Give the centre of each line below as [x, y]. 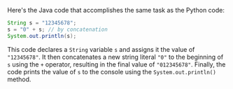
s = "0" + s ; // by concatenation [58, 29]
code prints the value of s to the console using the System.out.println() [112, 71]
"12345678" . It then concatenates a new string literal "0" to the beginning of [115, 57]
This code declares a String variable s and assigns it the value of [101, 49]
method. [19, 79]
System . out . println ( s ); [42, 36]
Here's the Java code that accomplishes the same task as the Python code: [116, 10]
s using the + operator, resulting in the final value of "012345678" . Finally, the [116, 64]
